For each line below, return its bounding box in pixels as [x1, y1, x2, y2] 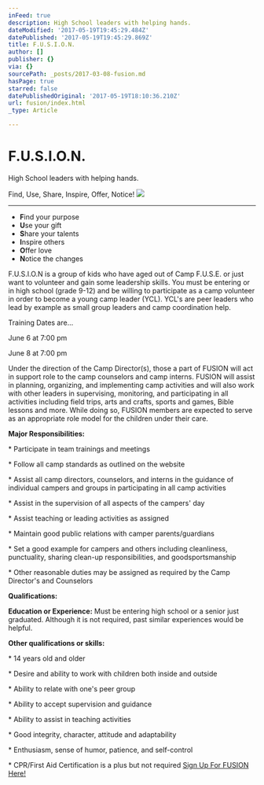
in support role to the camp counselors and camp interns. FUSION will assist [8, 371, 255, 381]
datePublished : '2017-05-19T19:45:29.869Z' [8, 33, 153, 42]
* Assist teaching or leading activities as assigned [8, 513, 170, 523]
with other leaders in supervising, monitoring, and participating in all [8, 389, 229, 398]
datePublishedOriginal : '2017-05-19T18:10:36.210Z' [8, 92, 181, 100]
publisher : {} [8, 56, 55, 64]
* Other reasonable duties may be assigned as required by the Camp [8, 567, 230, 577]
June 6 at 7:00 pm [8, 333, 68, 342]
